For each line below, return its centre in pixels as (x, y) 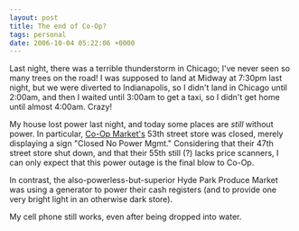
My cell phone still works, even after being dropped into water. (126, 217)
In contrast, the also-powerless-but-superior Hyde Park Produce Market (144, 180)
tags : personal (38, 34)
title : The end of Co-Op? (58, 26)
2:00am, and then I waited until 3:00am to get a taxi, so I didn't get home (145, 97)
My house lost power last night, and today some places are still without (141, 125)
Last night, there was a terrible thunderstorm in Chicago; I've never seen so (150, 69)
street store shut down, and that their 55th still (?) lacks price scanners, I (144, 153)
